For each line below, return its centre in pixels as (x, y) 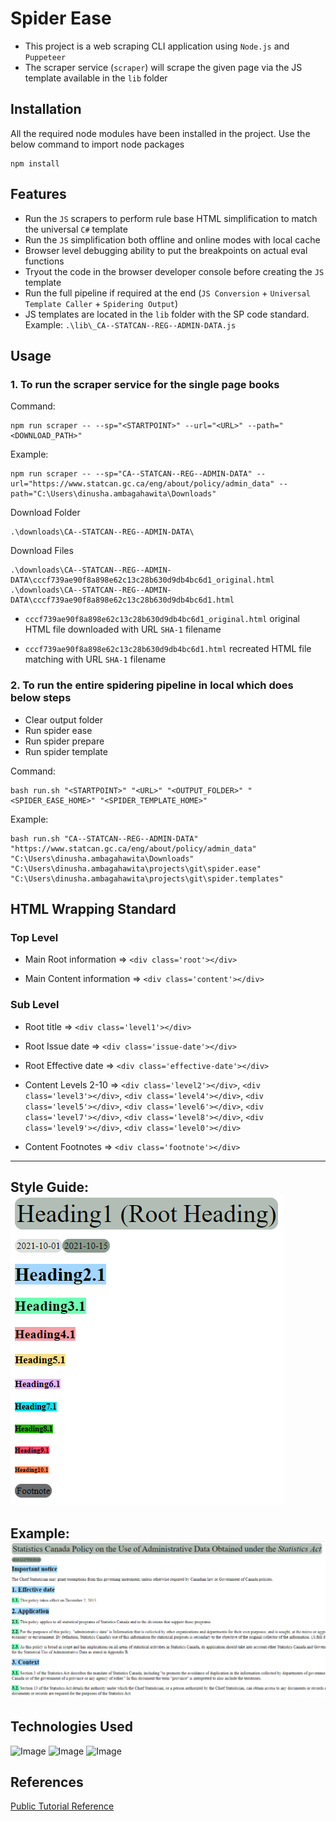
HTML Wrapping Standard (93, 908)
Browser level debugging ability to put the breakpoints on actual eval (166, 250)
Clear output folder (63, 719)
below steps (41, 698)
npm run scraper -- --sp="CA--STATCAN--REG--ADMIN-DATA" (131, 474)
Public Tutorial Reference (62, 1806)
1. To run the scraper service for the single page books (145, 384)
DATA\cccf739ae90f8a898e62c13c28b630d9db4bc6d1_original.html (142, 580)
